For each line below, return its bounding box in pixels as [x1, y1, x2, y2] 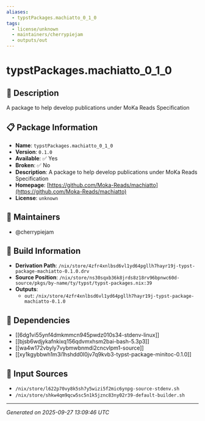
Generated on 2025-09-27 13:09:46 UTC [6, 409, 110, 416]
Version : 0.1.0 [15, 148, 53, 156]
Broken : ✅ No [15, 161, 51, 168]
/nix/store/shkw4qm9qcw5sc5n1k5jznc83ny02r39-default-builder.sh [15, 392, 185, 398]
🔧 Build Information [6, 246, 81, 256]
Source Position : [15, 274, 58, 281]
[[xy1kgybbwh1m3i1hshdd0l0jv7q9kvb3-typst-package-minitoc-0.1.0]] [15, 351, 192, 358]
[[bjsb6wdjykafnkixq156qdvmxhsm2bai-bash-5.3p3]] [15, 338, 149, 345]
